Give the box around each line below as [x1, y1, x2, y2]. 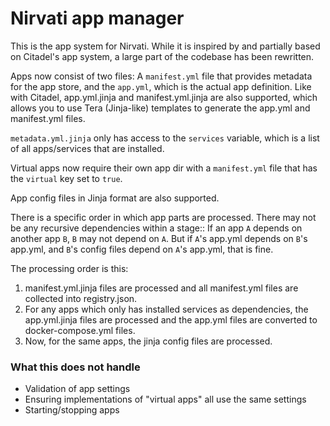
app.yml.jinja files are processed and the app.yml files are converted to [24, 313, 318, 326]
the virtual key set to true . [10, 172, 123, 184]
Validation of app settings [24, 383, 131, 395]
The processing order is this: [10, 262, 129, 274]
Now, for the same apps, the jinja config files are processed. [24, 335, 273, 347]
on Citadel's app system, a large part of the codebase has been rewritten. [10, 50, 315, 62]
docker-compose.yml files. [24, 324, 136, 336]
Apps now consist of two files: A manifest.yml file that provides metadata [10, 70, 313, 82]
